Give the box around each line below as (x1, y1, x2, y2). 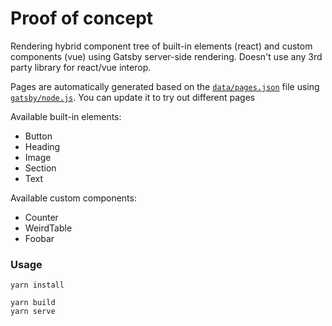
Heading (24, 140, 61, 152)
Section (24, 162, 57, 174)
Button (24, 130, 53, 142)
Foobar (24, 232, 55, 244)
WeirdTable (24, 222, 73, 234)
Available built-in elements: (10, 110, 122, 122)
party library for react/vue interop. (10, 61, 152, 73)
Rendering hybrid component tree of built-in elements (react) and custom (10, 40, 313, 52)
